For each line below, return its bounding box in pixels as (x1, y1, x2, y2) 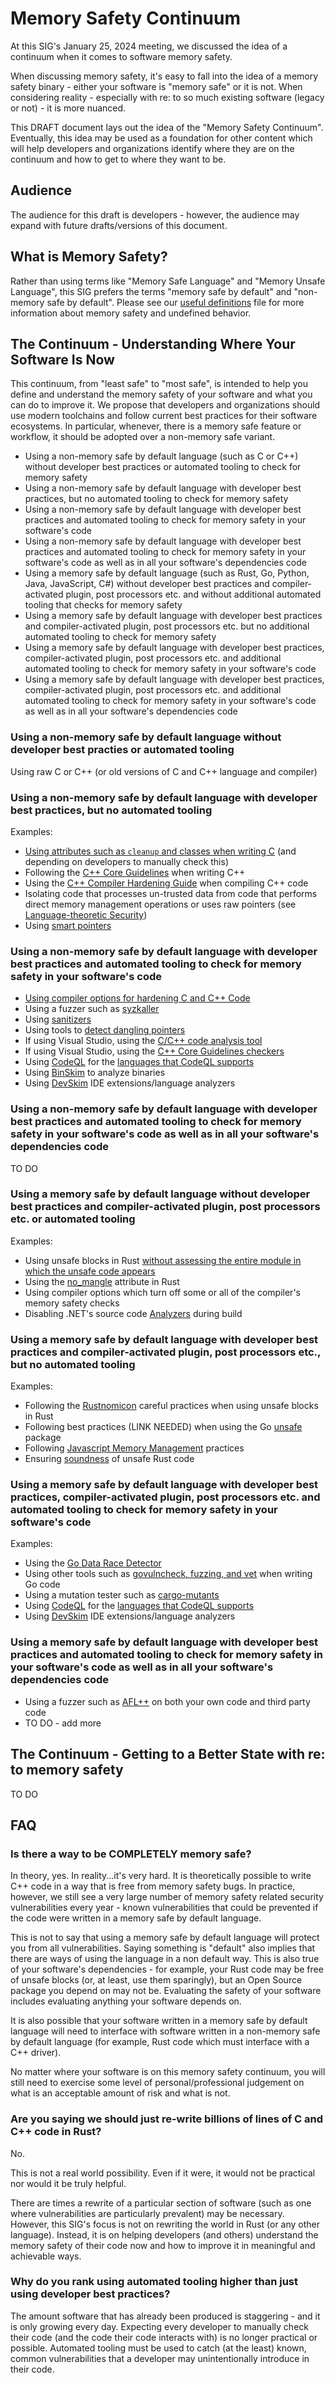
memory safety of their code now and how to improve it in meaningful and (10, 2239, 316, 2251)
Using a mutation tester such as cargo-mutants (24, 1589, 220, 1601)
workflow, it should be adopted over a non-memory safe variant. (10, 431, 276, 443)
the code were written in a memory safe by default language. (10, 1912, 262, 1924)
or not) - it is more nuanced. (10, 102, 127, 114)
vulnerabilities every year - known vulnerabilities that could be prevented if (10, 1902, 319, 1914)
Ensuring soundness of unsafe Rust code (24, 1453, 195, 1465)
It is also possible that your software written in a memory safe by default (10, 2015, 308, 2027)
